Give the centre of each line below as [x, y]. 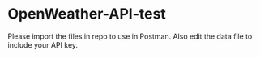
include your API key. [43, 44]
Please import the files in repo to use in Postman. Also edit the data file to [130, 36]
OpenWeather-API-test [87, 14]
